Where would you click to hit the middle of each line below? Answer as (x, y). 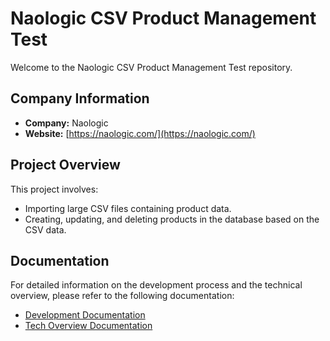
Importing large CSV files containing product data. (128, 208)
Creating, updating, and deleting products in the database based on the (172, 219)
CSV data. (45, 229)
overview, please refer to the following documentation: (122, 296)
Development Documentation (85, 315)
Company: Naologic (66, 123)
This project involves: (54, 189)
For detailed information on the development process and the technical (156, 285)
